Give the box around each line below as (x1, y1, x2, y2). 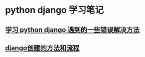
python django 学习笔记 (5, 4, 104, 16)
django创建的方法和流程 (5, 44, 80, 52)
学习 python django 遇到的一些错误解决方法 (5, 26, 140, 34)
